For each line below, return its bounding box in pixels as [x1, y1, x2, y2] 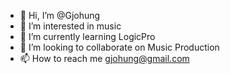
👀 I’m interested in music [19, 20, 122, 32]
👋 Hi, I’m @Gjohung [19, 10, 101, 21]
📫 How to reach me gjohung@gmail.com [19, 53, 190, 64]
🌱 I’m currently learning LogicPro [19, 31, 156, 42]
